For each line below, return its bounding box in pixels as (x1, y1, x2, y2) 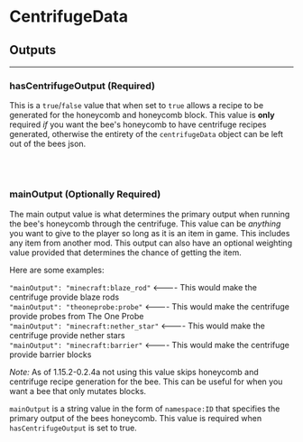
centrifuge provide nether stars (9, 329, 125, 340)
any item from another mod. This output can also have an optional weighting (9, 237, 293, 248)
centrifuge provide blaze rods (9, 291, 120, 302)
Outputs (9, 42, 57, 58)
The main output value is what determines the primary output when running (9, 208, 290, 219)
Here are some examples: (9, 264, 106, 275)
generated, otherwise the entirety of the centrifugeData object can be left (9, 129, 284, 140)
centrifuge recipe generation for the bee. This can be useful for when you (9, 376, 283, 387)
